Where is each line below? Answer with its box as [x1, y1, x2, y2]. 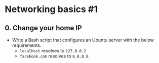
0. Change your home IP [5, 24, 82, 32]
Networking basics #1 [5, 4, 98, 15]
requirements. [12, 42, 42, 48]
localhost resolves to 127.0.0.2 [19, 48, 87, 53]
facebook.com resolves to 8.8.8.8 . [19, 53, 90, 59]
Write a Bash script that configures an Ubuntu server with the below [12, 37, 154, 43]
